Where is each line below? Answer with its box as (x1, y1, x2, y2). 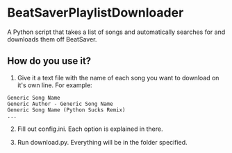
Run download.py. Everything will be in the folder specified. (17, 138, 188, 146)
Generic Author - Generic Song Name (7, 100, 113, 107)
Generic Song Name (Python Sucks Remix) (7, 106, 126, 114)
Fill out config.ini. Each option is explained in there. (17, 125, 163, 133)
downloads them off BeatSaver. (7, 35, 97, 43)
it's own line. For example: (17, 81, 92, 89)
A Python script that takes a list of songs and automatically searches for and (7, 28, 226, 36)
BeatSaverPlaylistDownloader (7, 5, 184, 21)
